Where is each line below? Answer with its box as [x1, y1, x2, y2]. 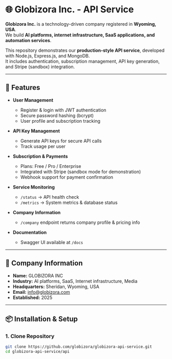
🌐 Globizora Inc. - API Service [5, 4, 134, 15]
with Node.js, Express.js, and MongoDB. [5, 52, 90, 59]
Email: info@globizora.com [12, 289, 70, 295]
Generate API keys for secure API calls [20, 138, 102, 144]
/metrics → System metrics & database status [20, 199, 118, 205]
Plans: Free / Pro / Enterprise [20, 163, 81, 169]
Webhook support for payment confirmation [20, 174, 114, 180]
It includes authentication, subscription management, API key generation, [5, 58, 160, 64]
